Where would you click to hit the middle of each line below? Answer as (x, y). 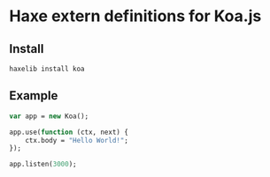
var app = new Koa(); (49, 116)
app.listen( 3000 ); (43, 165)
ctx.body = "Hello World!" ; (77, 140)
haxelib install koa (47, 69)
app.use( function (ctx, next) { (69, 132)
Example (34, 96)
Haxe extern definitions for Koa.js (135, 16)
